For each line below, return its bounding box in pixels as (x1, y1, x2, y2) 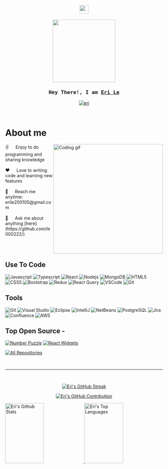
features (5, 178, 22, 184)
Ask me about (14, 215, 43, 221)
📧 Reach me (5, 189, 36, 195)
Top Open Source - (5, 327, 65, 335)
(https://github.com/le (5, 226, 50, 232)
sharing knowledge (5, 157, 45, 163)
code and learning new (5, 173, 52, 179)
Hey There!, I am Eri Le (48, 89, 120, 96)
